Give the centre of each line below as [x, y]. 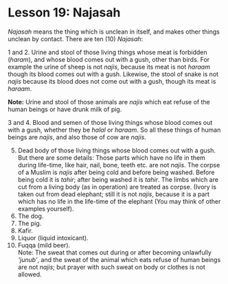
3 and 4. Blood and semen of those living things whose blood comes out [110, 122]
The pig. [30, 223]
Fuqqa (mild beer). [44, 245]
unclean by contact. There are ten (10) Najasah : [76, 38]
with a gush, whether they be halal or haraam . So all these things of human [114, 130]
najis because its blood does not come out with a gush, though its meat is [112, 81]
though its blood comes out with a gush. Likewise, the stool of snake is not [113, 74]
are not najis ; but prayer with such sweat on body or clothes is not [111, 267]
